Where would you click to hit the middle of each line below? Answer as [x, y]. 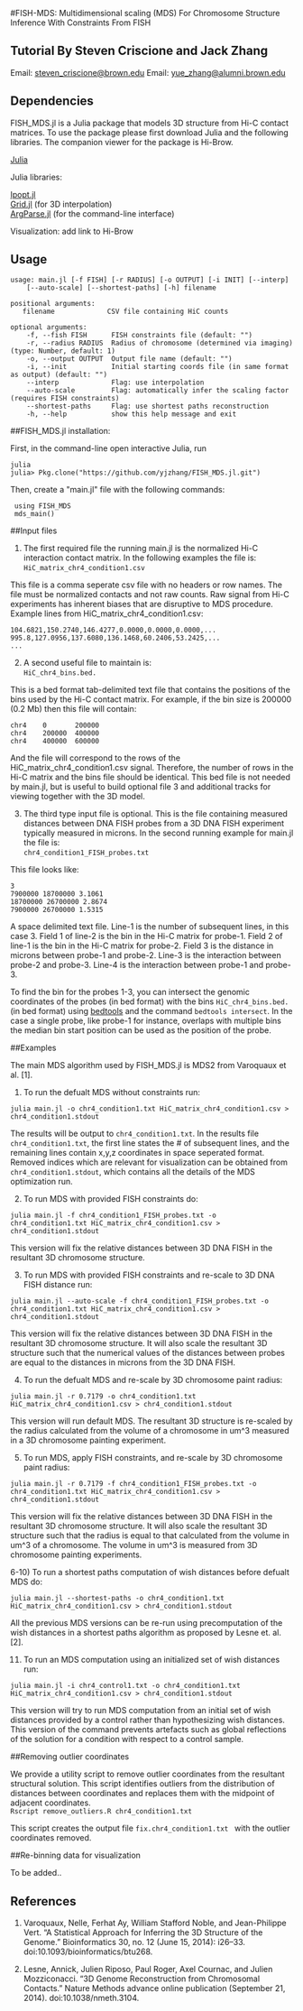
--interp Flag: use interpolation [115, 383]
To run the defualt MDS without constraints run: [112, 1093]
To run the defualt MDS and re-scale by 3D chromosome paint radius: [153, 1380]
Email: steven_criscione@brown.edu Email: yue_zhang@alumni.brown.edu [148, 72]
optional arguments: [49, 327]
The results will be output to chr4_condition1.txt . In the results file [135, 1134]
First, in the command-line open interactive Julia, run [108, 448]
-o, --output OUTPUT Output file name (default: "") [129, 359]
